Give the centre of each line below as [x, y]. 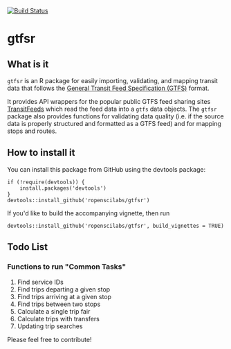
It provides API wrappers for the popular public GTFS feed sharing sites [109, 101]
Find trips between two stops [59, 304]
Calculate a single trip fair [54, 311]
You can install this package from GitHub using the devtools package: [107, 169]
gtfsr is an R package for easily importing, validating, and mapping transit [112, 81]
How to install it [41, 153]
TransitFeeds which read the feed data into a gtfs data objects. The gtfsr [112, 109]
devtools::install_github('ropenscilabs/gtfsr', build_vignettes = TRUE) [116, 226]
